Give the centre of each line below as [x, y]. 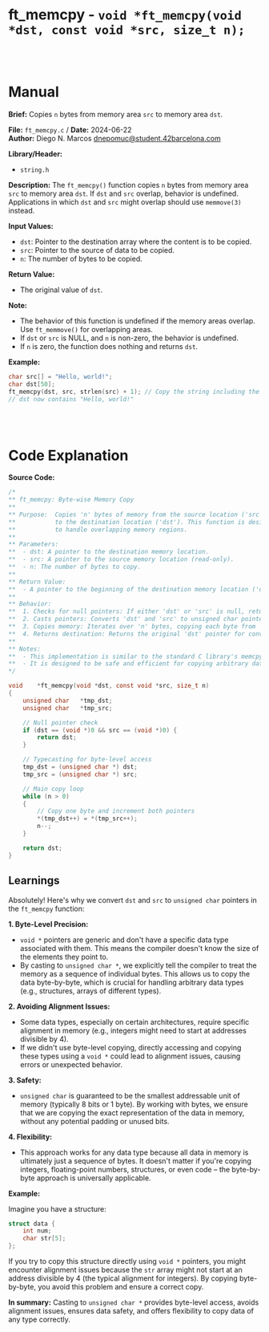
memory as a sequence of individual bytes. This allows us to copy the [135, 973]
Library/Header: [35, 153]
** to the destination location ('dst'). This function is [127, 522]
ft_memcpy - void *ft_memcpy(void [125, 15]
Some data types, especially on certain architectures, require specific [134, 1021]
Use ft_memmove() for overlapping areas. [86, 329]
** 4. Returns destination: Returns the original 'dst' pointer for [127, 634]
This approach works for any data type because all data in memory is [134, 1152]
